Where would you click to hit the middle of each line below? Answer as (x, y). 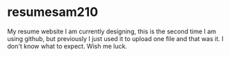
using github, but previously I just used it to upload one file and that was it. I (115, 38)
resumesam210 (53, 12)
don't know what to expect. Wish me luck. (67, 46)
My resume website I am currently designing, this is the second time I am (112, 31)
